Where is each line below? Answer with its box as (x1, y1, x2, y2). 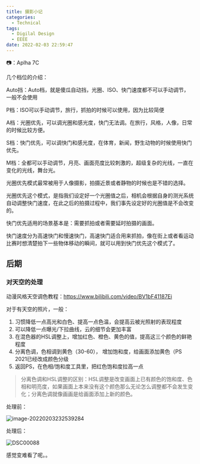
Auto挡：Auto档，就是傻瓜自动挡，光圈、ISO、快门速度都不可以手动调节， (6, 86, 189, 93)
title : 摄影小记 (6, 8, 43, 15)
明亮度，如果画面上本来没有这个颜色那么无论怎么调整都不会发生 (31, 382, 188, 390)
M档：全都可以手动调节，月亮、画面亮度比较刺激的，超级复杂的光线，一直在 (6, 159, 193, 166)
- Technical (11, 20, 42, 26)
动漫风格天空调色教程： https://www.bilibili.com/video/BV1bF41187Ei (6, 292, 173, 300)
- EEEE (11, 36, 28, 42)
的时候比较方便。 (6, 126, 48, 133)
